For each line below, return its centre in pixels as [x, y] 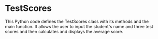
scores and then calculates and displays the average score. [64, 31]
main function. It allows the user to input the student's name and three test [79, 26]
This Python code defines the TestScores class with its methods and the [77, 21]
